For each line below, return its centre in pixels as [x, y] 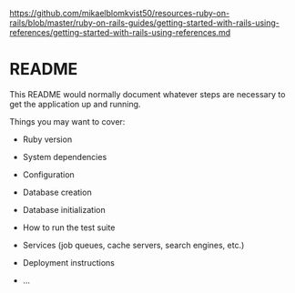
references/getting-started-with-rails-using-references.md [120, 32]
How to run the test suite [69, 227]
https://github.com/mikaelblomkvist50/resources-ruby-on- [120, 13]
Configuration [48, 174]
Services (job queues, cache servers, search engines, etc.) [133, 245]
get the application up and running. [75, 104]
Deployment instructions [69, 262]
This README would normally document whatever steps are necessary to [147, 94]
